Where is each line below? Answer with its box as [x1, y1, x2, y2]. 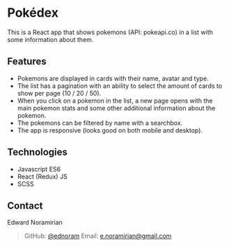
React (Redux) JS [17, 172, 68, 181]
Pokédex [7, 5, 59, 21]
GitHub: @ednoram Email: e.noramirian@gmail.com [24, 232, 172, 240]
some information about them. [7, 35, 94, 43]
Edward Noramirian [7, 218, 63, 227]
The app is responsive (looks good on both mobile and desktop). [17, 126, 203, 134]
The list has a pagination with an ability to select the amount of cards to [17, 82, 223, 90]
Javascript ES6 [17, 165, 61, 173]
